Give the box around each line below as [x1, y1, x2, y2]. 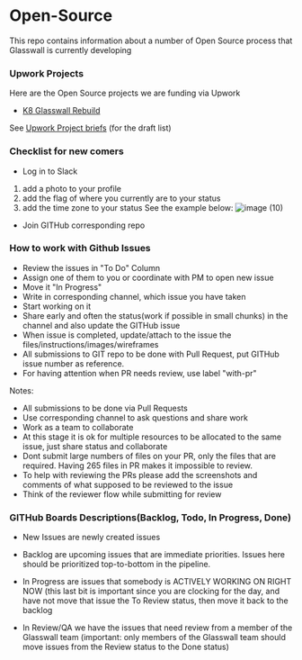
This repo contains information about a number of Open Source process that [9, 35, 293, 46]
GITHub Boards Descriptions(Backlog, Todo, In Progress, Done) [9, 511, 292, 523]
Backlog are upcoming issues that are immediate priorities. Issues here [22, 549, 286, 560]
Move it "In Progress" [22, 281, 102, 293]
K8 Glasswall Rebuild [22, 105, 101, 116]
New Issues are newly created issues [22, 532, 161, 543]
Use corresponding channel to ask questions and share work [22, 411, 249, 423]
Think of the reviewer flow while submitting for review [22, 488, 222, 500]
